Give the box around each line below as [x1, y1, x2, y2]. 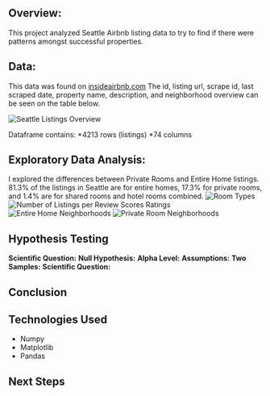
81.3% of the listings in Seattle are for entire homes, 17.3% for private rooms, [8, 183, 263, 193]
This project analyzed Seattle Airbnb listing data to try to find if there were [8, 27, 255, 37]
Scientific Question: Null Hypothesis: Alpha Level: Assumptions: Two [8, 253, 247, 263]
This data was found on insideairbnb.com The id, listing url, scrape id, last [8, 81, 254, 91]
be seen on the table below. [8, 98, 101, 108]
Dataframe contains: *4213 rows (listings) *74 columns [8, 129, 192, 140]
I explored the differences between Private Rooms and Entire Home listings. [8, 174, 260, 184]
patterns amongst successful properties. [8, 36, 143, 46]
